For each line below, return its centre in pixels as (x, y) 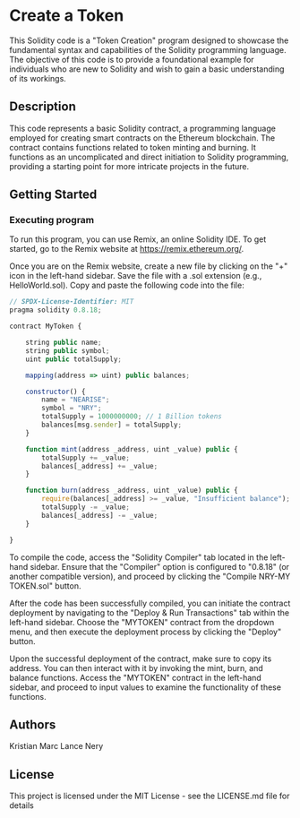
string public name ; (64, 343)
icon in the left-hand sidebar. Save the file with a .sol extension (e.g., (136, 276)
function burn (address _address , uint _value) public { (132, 491)
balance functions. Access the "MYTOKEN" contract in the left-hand (135, 677)
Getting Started (53, 195)
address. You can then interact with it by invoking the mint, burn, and (137, 667)
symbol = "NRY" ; (72, 409)
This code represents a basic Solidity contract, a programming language (142, 128)
